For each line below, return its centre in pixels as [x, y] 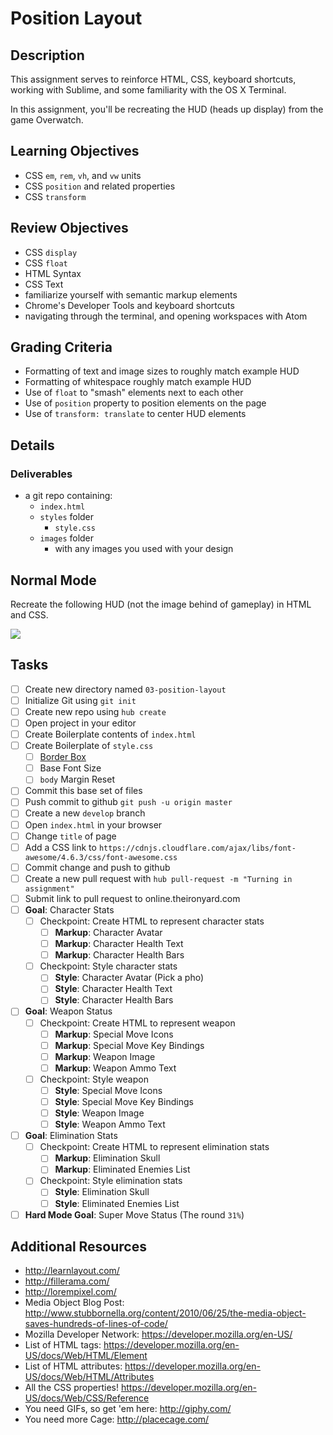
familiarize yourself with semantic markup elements [131, 294]
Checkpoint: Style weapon [94, 1079]
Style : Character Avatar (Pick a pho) [129, 978]
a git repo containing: [68, 496]
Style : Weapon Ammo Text [110, 1124]
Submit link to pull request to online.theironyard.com [132, 898]
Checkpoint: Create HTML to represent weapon [137, 1023]
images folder [67, 538]
